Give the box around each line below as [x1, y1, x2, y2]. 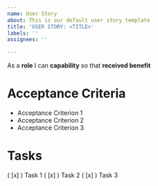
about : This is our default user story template [7, 17, 150, 24]
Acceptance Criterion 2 [17, 116, 85, 125]
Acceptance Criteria [7, 86, 126, 102]
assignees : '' [7, 36, 49, 43]
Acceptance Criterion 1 [17, 109, 83, 117]
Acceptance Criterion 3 [17, 123, 85, 132]
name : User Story [7, 10, 58, 17]
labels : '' [7, 29, 39, 37]
